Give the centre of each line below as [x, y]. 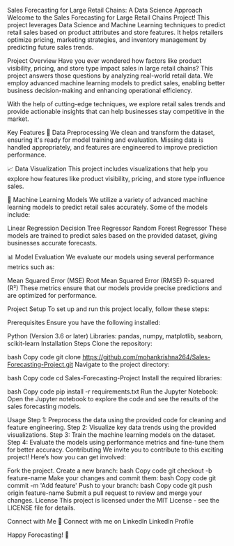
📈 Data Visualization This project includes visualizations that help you [108, 168]
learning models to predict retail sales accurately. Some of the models [108, 207]
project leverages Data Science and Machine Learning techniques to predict [116, 25]
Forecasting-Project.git [40, 364]
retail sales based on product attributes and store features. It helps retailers [115, 32]
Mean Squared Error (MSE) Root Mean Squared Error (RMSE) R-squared [111, 280]
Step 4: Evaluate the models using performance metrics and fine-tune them [116, 442]
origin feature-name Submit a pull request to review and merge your [105, 493]
